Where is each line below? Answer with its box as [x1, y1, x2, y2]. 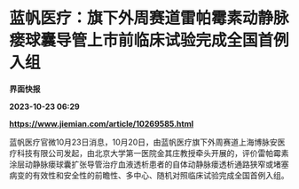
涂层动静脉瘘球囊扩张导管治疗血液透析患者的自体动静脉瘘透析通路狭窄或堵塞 [9, 159, 289, 169]
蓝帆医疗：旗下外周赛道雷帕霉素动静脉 [9, 8, 290, 28]
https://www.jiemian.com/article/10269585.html [9, 118, 194, 129]
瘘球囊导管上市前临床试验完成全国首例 [9, 30, 290, 51]
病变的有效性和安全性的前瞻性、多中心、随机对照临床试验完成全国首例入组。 [9, 169, 289, 180]
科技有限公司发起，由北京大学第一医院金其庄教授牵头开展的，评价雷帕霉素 [16, 147, 289, 158]
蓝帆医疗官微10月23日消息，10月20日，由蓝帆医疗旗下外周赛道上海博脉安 [9, 137, 278, 147]
